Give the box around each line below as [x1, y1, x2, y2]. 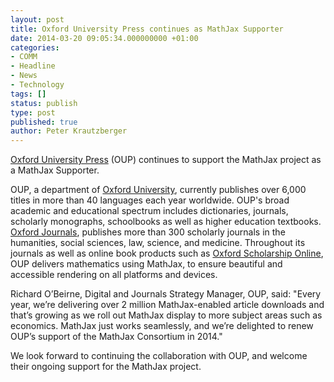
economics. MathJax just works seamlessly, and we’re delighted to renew [10, 320, 314, 332]
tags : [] [10, 89, 47, 99]
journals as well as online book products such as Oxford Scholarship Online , [10, 247, 324, 260]
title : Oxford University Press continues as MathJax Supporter [10, 24, 284, 34]
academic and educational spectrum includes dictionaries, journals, [10, 205, 289, 217]
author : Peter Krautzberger [10, 126, 128, 136]
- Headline [10, 61, 56, 71]
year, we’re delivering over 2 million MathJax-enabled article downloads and [10, 299, 325, 311]
